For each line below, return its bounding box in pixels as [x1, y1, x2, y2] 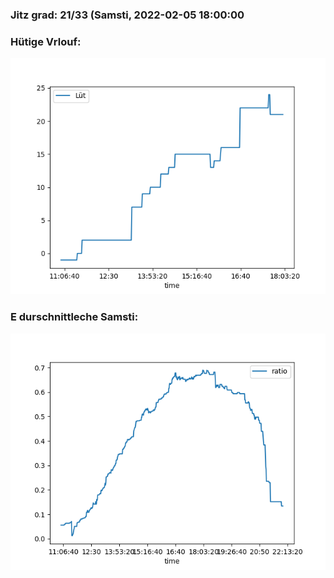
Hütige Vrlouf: [10, 34, 82, 48]
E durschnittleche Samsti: [10, 310, 139, 324]
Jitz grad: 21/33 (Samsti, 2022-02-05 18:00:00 [10, 8, 245, 22]
